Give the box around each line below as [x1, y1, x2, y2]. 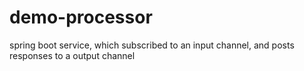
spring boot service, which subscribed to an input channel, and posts [9, 39, 295, 51]
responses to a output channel [9, 49, 136, 61]
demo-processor [9, 6, 153, 29]
